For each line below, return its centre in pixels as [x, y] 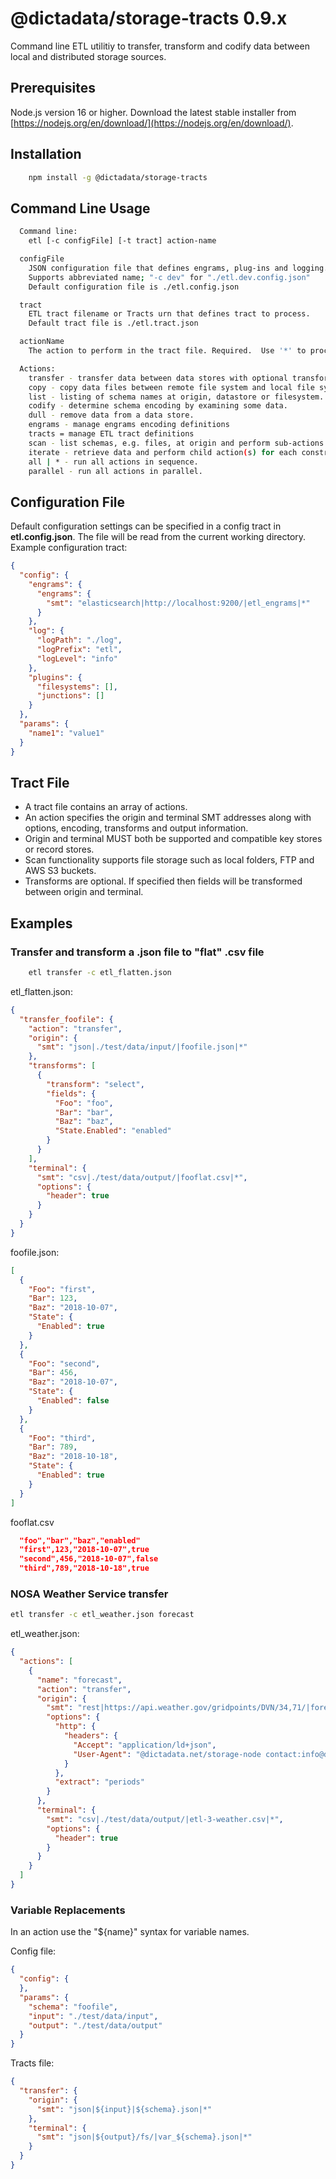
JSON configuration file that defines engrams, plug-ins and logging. [178, 268]
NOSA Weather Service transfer [89, 1594]
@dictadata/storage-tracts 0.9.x [149, 18]
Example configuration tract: [69, 548]
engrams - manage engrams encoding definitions [129, 425]
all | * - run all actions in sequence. [113, 462]
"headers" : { [90, 1736]
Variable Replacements [68, 1910]
